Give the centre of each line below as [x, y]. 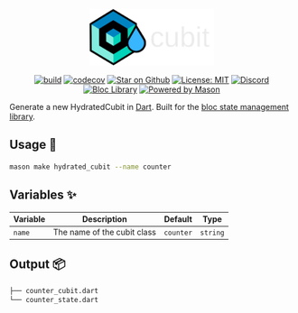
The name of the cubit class [104, 232]
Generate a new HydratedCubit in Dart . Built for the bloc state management [149, 107]
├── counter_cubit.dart [54, 290]
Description [105, 219]
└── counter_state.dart [54, 300]
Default [178, 219]
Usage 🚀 [33, 145]
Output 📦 [37, 265]
